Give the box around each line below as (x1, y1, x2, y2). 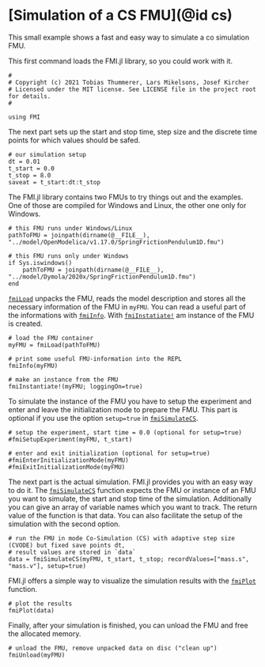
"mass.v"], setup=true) (8, 562, 87, 570)
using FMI (8, 113, 41, 121)
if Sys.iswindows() (8, 259, 73, 267)
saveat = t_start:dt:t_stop (8, 178, 101, 186)
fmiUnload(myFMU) (8, 651, 66, 659)
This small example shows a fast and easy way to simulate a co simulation (8, 32, 250, 42)
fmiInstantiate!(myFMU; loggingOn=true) (8, 382, 144, 390)
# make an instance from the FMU (8, 375, 119, 384)
